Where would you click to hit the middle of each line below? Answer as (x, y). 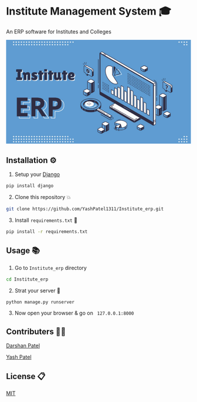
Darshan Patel (23, 346)
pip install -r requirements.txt (47, 232)
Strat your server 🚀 (37, 290)
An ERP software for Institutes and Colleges (59, 31)
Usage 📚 (23, 251)
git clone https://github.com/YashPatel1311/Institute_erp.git (85, 209)
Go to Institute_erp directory (50, 268)
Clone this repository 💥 (43, 197)
